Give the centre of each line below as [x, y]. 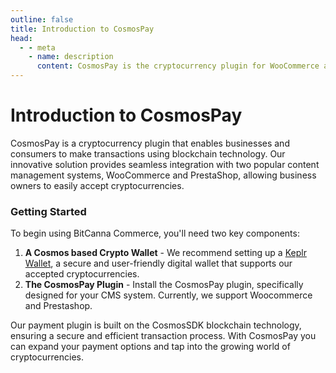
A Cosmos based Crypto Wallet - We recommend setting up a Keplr [165, 253]
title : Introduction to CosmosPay [82, 29]
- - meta [37, 47]
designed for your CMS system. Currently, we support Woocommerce [168, 295]
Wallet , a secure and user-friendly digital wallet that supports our [158, 263]
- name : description [71, 57]
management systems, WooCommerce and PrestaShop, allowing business [163, 175]
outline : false [42, 19]
